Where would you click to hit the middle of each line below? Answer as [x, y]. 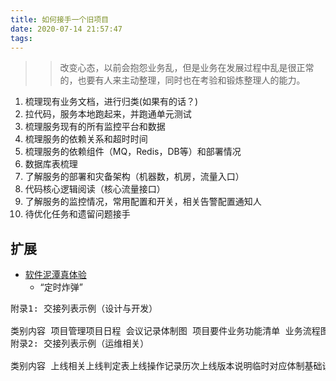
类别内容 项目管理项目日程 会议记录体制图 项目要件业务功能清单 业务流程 [165, 331]
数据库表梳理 [51, 164]
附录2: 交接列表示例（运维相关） [80, 344]
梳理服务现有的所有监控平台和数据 [95, 127]
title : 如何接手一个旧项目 [60, 19]
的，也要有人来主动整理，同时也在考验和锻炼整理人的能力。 [182, 80]
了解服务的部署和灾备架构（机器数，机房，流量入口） [134, 177]
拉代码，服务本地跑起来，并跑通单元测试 [108, 114]
